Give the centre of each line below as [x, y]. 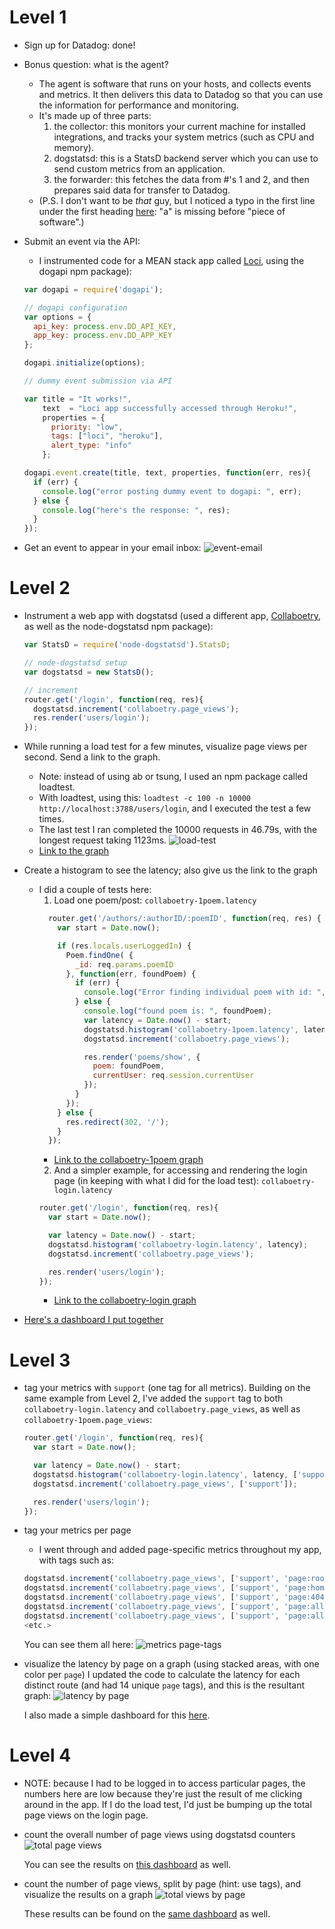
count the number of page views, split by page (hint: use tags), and [162, 1883]
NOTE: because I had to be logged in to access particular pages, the [164, 1783]
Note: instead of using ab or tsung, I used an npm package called [173, 777]
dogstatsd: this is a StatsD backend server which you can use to [186, 158]
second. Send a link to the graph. [92, 757]
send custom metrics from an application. [139, 168]
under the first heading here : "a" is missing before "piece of [162, 211]
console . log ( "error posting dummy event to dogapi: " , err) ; [172, 491]
